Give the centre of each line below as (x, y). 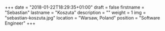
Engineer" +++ (20, 23)
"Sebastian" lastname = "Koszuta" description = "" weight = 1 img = (75, 12)
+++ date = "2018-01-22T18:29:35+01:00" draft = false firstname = (75, 7)
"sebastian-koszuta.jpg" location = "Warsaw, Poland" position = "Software (82, 18)
